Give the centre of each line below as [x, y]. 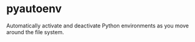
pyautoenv [34, 9]
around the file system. [35, 32]
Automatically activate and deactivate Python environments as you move [97, 26]
